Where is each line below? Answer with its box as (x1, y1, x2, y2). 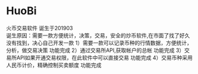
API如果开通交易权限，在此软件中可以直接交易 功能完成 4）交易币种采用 (16, 54, 193, 61)
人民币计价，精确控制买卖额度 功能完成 (6, 61, 102, 69)
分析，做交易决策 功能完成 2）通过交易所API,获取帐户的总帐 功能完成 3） (6, 46, 185, 54)
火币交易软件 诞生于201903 (6, 24, 73, 31)
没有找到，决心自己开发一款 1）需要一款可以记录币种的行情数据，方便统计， (6, 39, 192, 46)
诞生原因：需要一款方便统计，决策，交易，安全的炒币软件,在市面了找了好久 (6, 31, 190, 39)
